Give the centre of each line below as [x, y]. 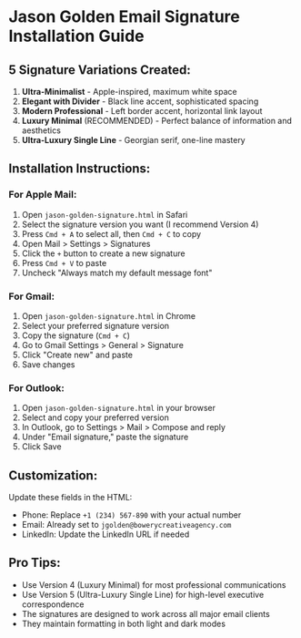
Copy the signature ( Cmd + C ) [76, 335]
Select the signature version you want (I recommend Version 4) [140, 224]
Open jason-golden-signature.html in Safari [105, 214]
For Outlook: [36, 387]
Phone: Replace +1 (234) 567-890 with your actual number [131, 515]
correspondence [53, 604]
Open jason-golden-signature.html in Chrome [109, 315]
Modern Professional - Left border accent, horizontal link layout [142, 111]
